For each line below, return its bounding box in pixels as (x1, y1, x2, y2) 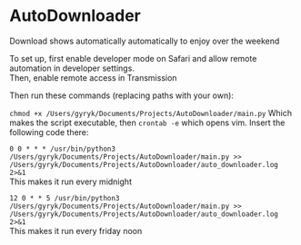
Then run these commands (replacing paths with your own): (9, 90, 235, 101)
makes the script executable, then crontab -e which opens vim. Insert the (9, 117, 286, 128)
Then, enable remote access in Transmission (9, 72, 177, 83)
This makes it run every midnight (9, 176, 132, 187)
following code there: (9, 126, 89, 137)
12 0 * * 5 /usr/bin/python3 (9, 193, 120, 202)
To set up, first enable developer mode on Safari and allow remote (9, 53, 257, 64)
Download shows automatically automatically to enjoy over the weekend (9, 35, 280, 46)
